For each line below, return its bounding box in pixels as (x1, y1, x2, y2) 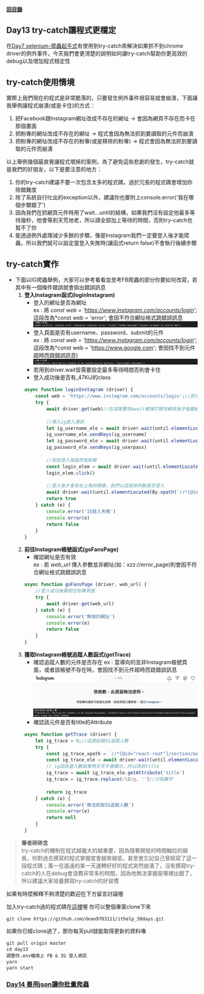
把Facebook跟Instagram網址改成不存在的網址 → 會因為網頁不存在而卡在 (15, 115, 195, 122)
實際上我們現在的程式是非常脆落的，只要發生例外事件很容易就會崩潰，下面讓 (6, 94, 198, 101)
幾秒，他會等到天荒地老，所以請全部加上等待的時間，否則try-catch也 (20, 216, 193, 224)
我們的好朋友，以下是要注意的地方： (11, 166, 102, 173)
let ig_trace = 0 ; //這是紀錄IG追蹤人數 (35, 738, 129, 744)
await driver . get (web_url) (46, 600, 114, 607)
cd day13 (6, 946, 29, 952)
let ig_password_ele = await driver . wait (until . (46, 438, 172, 444)
